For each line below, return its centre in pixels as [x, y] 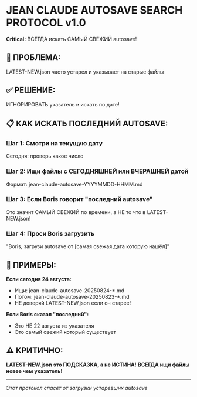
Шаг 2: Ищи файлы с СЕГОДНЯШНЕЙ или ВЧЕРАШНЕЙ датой [97, 171]
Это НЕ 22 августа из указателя [54, 326]
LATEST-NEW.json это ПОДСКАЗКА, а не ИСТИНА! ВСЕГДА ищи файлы [98, 365]
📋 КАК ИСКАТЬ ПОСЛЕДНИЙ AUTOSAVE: [87, 123]
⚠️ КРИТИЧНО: [35, 351]
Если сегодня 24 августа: [39, 279]
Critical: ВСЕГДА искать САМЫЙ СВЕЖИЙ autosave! [72, 39]
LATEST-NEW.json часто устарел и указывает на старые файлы [85, 72]
